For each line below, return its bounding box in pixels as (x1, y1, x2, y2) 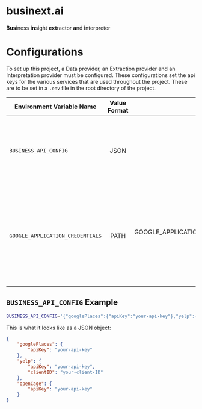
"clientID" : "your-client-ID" (28, 369, 103, 375)
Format (107, 106, 129, 114)
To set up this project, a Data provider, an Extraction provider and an (6, 65, 176, 72)
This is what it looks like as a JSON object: (6, 324, 111, 331)
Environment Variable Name (14, 102, 97, 111)
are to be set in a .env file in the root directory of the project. (6, 84, 156, 92)
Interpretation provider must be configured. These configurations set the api (6, 71, 195, 79)
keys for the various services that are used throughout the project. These (6, 78, 188, 85)
